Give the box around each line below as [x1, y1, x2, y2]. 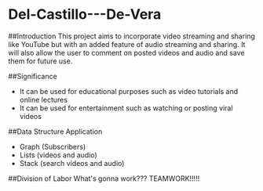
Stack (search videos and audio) [19, 158, 125, 168]
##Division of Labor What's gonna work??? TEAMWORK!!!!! [8, 174, 200, 183]
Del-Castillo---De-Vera [8, 5, 162, 23]
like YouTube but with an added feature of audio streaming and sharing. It [8, 39, 246, 49]
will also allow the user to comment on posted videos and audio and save [8, 48, 245, 57]
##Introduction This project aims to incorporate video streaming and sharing [8, 31, 255, 41]
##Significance [8, 71, 57, 81]
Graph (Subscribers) [19, 142, 86, 151]
